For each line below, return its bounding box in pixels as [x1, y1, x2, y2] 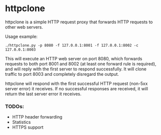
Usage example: [5, 34, 38, 39]
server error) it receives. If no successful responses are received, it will [5, 85, 148, 91]
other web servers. [5, 24, 43, 30]
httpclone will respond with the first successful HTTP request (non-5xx [5, 81, 148, 86]
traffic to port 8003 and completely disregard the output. [5, 71, 120, 77]
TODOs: [5, 103, 24, 110]
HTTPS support [12, 124, 44, 130]
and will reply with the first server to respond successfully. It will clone [5, 66, 147, 72]
